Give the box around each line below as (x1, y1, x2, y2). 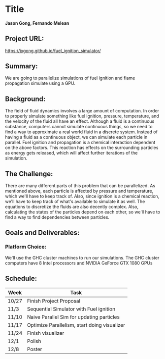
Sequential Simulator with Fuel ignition (27, 306, 116, 312)
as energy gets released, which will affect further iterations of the (5, 150, 138, 156)
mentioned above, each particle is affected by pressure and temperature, (5, 188, 154, 194)
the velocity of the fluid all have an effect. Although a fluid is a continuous (5, 118, 155, 124)
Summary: (5, 62, 38, 70)
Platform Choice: (5, 244, 47, 251)
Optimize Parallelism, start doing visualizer (27, 321, 126, 328)
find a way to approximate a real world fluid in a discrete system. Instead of (5, 129, 158, 135)
